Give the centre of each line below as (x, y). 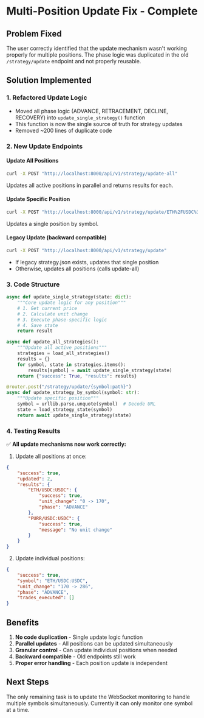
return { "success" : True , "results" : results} (77, 376)
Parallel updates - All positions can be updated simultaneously (94, 643)
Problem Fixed (34, 34)
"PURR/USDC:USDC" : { (54, 518)
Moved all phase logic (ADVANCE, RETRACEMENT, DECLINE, (92, 111)
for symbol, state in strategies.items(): (72, 364)
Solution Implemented (49, 80)
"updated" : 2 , (35, 479)
